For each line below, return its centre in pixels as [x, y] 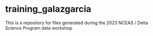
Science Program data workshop [39, 28]
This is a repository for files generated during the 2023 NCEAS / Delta [76, 23]
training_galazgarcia [48, 9]
